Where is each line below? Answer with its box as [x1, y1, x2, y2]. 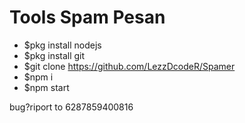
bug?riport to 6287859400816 [9, 101, 134, 113]
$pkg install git [23, 49, 86, 61]
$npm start [23, 81, 70, 93]
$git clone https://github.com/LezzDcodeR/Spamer [23, 60, 236, 72]
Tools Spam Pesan [9, 6, 166, 29]
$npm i [23, 71, 54, 83]
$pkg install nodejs [23, 39, 102, 51]
